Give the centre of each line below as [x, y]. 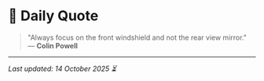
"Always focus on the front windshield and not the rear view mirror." [137, 37]
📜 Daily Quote [53, 16]
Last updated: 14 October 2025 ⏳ [62, 69]
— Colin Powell [53, 45]
